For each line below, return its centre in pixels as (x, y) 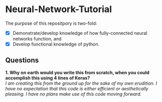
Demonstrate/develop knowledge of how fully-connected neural (80, 33)
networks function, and (37, 39)
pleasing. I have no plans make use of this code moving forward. (73, 94)
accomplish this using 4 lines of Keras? (48, 78)
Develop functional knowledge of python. (56, 44)
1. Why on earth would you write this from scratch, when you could (77, 72)
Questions (22, 60)
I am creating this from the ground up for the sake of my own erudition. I (81, 83)
